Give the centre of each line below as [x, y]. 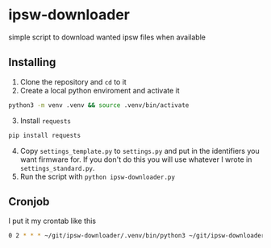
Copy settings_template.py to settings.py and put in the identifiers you [140, 151]
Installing [32, 62]
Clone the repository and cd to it [73, 81]
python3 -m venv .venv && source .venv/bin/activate [99, 105]
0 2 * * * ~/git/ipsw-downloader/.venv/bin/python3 [97, 236]
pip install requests [45, 135]
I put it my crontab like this [52, 221]
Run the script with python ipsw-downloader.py [98, 176]
